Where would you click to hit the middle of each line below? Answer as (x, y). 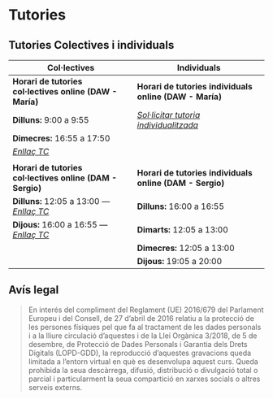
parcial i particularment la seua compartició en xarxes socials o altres (144, 379)
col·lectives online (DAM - (65, 178)
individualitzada (168, 125)
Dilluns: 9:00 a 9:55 (51, 120)
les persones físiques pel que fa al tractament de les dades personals (145, 327)
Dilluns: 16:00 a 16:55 (181, 206)
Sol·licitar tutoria (169, 115)
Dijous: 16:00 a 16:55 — (60, 225)
